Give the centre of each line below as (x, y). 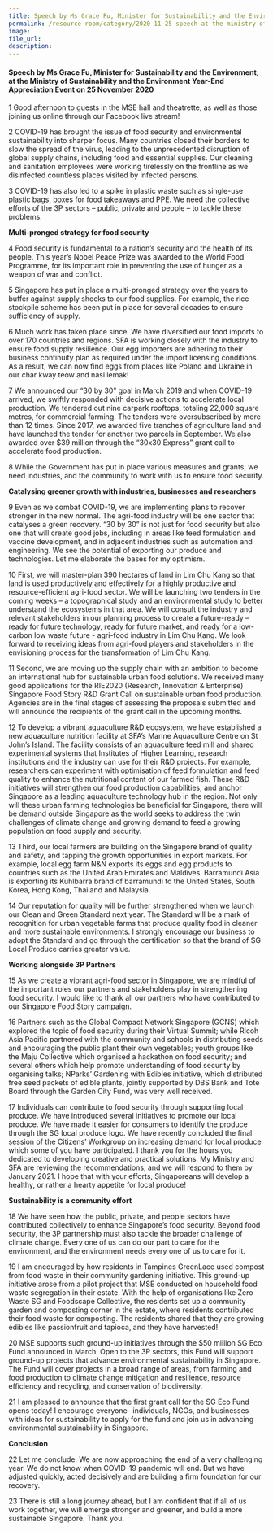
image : (19, 31)
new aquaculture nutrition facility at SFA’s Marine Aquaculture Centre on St (133, 736)
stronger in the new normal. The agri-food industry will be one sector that (132, 516)
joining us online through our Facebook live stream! (94, 116)
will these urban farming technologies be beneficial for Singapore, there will (135, 805)
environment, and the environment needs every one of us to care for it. (127, 1251)
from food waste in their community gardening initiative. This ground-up (129, 1276)
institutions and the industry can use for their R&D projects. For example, (130, 762)
